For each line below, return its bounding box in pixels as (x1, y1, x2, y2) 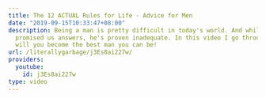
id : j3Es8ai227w (22, 70, 77, 78)
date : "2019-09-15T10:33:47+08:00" (8, 19, 126, 27)
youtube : (15, 63, 44, 71)
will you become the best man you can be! (15, 41, 158, 49)
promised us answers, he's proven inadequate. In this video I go (15, 33, 239, 42)
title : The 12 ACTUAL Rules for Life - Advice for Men (8, 11, 193, 20)
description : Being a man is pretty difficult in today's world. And (8, 26, 243, 34)
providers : (8, 56, 44, 64)
